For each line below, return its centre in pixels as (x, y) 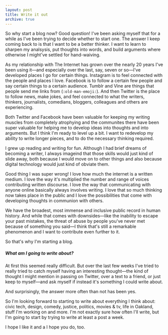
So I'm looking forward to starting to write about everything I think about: (80, 301)
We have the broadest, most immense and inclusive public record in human (83, 211)
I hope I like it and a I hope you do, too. (45, 327)
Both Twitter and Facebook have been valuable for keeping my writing (78, 117)
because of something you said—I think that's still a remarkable (71, 226)
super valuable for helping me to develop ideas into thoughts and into (77, 128)
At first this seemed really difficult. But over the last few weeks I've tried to (82, 266)
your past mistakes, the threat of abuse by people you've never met (75, 221)
